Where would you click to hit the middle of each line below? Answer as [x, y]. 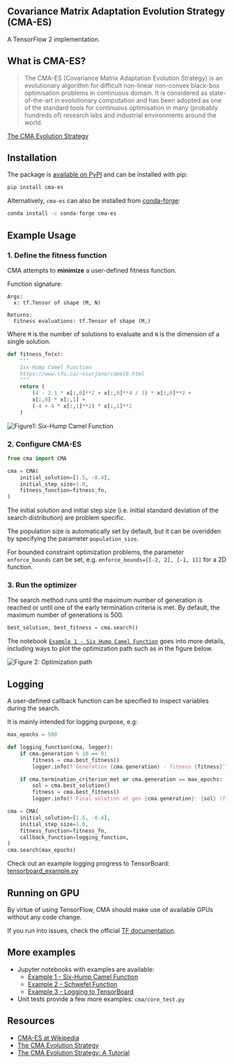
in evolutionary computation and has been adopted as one [138, 100]
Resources [31, 1021]
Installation [32, 158]
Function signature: [35, 284]
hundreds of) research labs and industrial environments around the [120, 115]
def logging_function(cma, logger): [60, 747]
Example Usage [42, 235]
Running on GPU [44, 893]
